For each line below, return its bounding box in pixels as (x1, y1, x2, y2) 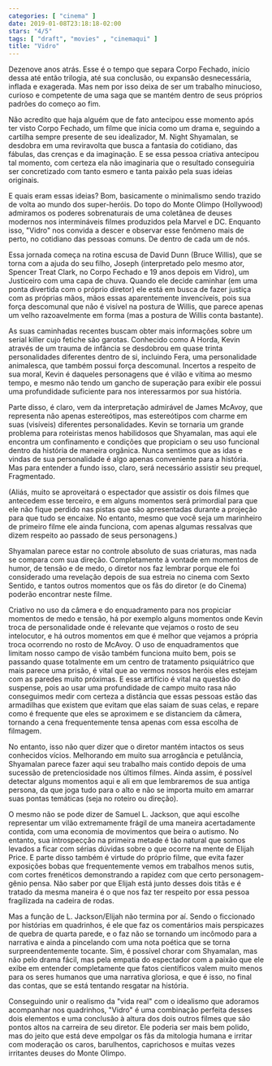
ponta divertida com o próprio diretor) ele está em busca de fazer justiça (8, 285, 252, 294)
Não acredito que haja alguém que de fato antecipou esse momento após (8, 115, 254, 124)
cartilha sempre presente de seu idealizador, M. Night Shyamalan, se (8, 132, 239, 142)
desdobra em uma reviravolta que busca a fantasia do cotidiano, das (8, 141, 238, 150)
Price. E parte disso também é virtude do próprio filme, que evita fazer (8, 853, 244, 863)
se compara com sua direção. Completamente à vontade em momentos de (8, 555, 258, 565)
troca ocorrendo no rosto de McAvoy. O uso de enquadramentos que (8, 640, 240, 650)
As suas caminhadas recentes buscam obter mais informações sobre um (8, 326, 253, 336)
